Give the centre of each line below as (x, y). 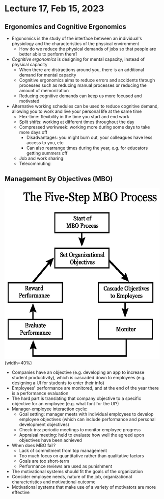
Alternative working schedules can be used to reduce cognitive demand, (85, 106)
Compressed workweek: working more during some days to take (84, 127)
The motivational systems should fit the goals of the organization (77, 472)
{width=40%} (18, 363)
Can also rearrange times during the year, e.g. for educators (87, 148)
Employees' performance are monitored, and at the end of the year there (85, 388)
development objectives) (44, 424)
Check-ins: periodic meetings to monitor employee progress (80, 430)
